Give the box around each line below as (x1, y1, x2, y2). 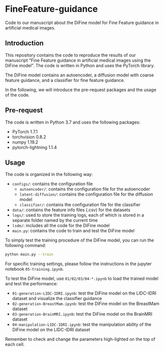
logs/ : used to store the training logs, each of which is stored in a (12, 212, 144, 218)
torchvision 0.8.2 (12, 134, 47, 140)
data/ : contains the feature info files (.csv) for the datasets (12, 207, 131, 213)
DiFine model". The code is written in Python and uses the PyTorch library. (5, 62, 155, 68)
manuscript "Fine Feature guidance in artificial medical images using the (5, 57, 151, 63)
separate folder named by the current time (12, 217, 98, 224)
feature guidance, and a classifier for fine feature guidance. (5, 77, 125, 83)
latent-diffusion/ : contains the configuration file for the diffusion (19, 191, 153, 197)
